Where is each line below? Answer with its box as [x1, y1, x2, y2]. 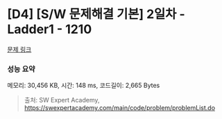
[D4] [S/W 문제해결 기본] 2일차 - [7, 6, 185, 22]
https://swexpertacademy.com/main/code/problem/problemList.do [24, 104, 216, 112]
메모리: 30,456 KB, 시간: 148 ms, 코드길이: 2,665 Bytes [7, 81, 160, 90]
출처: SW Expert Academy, [24, 96, 100, 104]
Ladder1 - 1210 [7, 21, 92, 37]
